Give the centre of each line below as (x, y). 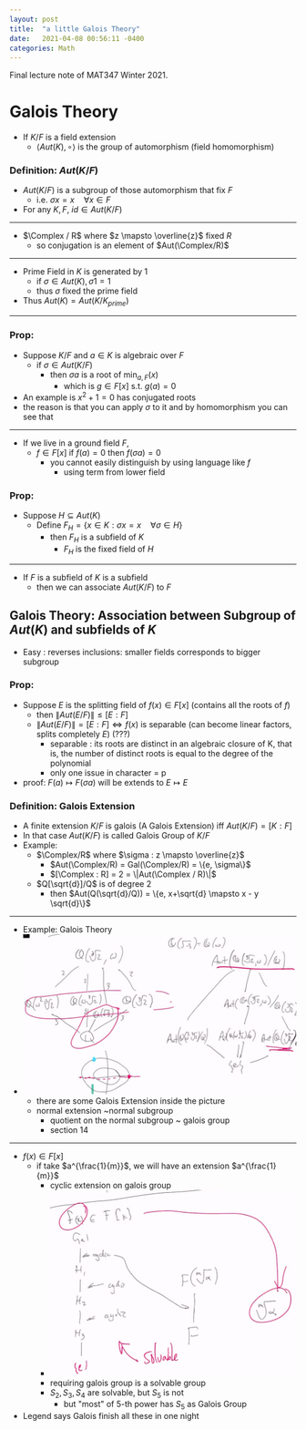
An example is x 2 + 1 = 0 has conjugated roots (109, 396)
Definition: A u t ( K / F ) (54, 170)
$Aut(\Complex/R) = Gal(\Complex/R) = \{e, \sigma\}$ (151, 865)
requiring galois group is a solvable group (128, 1383)
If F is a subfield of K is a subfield (85, 577)
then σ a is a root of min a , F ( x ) (104, 376)
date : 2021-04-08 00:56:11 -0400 (77, 38)
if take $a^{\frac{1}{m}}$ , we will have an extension (133, 1166)
